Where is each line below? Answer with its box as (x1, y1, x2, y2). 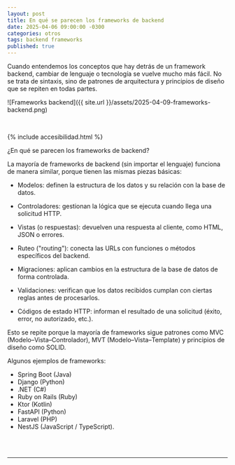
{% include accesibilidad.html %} (7, 133, 104, 141)
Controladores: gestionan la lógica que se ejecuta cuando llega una (17, 202, 212, 210)
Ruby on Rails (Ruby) (17, 393, 78, 400)
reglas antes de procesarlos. (17, 294, 100, 302)
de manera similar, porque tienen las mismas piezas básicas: (7, 168, 182, 175)
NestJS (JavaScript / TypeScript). (17, 422, 115, 431)
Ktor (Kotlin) (17, 400, 52, 408)
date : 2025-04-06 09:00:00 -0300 (7, 23, 105, 30)
